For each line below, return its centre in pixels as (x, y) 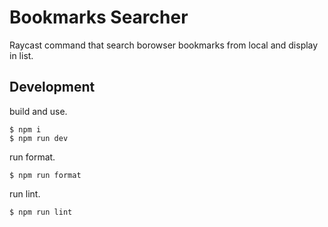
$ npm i (25, 129)
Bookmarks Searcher (99, 17)
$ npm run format (45, 175)
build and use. (38, 111)
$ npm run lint (41, 212)
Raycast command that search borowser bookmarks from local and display (164, 45)
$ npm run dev (39, 138)
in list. (21, 55)
